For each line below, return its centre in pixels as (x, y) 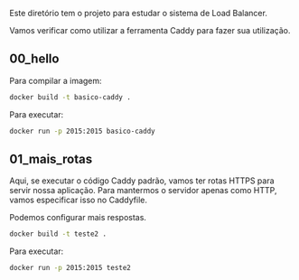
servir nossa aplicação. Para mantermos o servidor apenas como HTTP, (143, 191)
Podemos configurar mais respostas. (78, 218)
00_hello (34, 59)
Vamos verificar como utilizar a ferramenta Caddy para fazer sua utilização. (150, 30)
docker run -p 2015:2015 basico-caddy (82, 131)
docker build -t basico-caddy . (70, 97)
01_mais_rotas (51, 159)
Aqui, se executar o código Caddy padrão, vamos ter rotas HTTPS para (142, 181)
